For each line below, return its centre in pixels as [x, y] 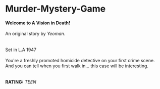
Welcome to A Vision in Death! [38, 23]
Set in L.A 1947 [21, 50]
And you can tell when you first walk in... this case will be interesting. [77, 66]
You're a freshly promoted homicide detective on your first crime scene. [80, 60]
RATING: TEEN [21, 82]
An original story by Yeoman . [35, 33]
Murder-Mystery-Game [56, 9]
